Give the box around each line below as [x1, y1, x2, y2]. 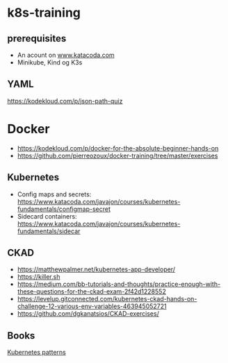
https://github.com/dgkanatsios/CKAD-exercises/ [17, 310, 160, 318]
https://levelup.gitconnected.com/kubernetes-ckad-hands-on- [17, 295, 197, 303]
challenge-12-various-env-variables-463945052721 [17, 302, 167, 310]
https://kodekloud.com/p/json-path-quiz [7, 96, 123, 105]
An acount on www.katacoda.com [17, 51, 115, 59]
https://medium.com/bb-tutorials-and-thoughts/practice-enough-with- [17, 280, 221, 289]
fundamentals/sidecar [17, 227, 81, 235]
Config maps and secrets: [17, 189, 92, 199]
